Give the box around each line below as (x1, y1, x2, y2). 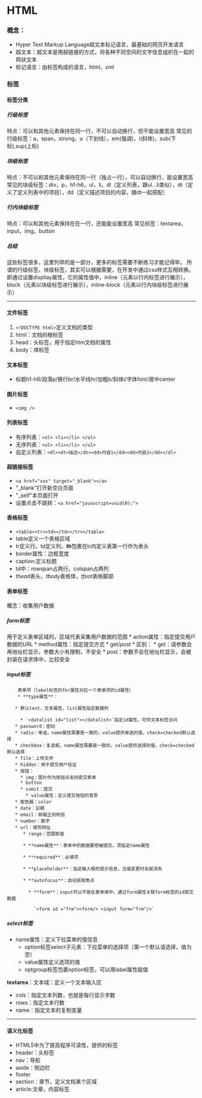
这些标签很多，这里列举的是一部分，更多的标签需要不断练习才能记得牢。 (7, 258, 185, 265)
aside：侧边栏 (15, 1064, 50, 1072)
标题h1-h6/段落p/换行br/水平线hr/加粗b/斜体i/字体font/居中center (15, 375, 176, 383)
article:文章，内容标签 (15, 1085, 70, 1093)
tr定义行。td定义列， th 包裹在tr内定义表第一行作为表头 (15, 543, 149, 550)
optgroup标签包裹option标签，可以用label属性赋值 (24, 966, 149, 973)
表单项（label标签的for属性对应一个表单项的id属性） (17, 687, 134, 694)
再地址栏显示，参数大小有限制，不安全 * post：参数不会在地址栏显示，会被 (7, 648, 191, 656)
